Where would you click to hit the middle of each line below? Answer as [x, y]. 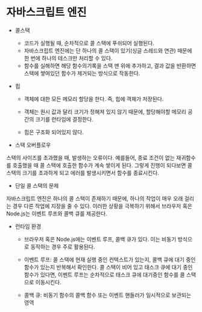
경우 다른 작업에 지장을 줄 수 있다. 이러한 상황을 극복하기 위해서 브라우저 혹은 [103, 206]
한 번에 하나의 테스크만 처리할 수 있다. [68, 58]
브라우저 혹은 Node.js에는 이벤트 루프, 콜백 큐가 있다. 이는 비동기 [100, 239]
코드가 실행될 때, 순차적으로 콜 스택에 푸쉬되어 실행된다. [89, 43]
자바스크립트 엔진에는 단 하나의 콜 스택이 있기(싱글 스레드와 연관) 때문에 [108, 50]
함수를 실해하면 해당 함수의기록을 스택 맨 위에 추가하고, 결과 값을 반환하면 [110, 65]
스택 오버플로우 [33, 145]
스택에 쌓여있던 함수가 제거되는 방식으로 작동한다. [82, 73]
